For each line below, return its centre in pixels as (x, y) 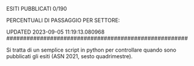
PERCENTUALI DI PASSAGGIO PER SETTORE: (63, 20)
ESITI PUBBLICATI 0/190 (37, 9)
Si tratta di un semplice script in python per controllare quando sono (92, 50)
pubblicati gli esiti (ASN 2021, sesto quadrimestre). (70, 56)
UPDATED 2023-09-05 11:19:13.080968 (55, 32)
